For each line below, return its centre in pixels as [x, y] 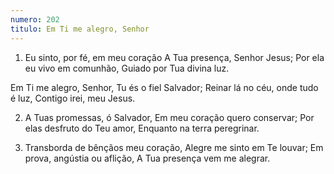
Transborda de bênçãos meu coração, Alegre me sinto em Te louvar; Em [174, 147]
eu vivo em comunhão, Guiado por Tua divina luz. [127, 68]
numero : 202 [35, 19]
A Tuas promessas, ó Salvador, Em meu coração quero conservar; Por [169, 117]
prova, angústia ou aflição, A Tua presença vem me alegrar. [147, 158]
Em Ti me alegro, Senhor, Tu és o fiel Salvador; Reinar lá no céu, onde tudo [164, 87]
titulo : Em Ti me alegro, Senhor [80, 29]
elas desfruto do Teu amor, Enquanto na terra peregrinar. [142, 128]
